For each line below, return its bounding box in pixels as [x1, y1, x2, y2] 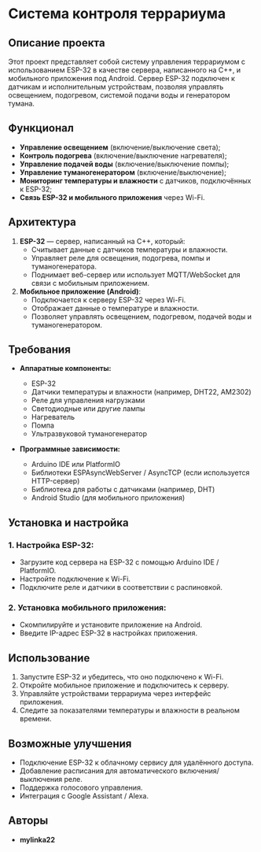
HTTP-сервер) [31, 476, 80, 486]
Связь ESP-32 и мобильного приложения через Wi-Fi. [19, 192, 206, 202]
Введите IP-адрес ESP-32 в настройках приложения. [19, 628, 198, 638]
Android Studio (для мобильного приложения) [31, 493, 186, 502]
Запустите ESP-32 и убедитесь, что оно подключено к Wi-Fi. [19, 672, 224, 682]
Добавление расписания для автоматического [19, 766, 178, 776]
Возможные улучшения [8, 737, 132, 750]
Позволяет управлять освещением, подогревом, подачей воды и [31, 312, 252, 321]
